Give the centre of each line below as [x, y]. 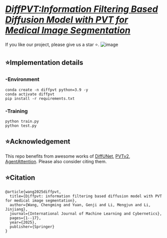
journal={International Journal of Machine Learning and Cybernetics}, [86, 214]
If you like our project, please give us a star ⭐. [52, 44]
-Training [16, 111]
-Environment [22, 79]
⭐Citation [20, 178]
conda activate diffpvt [30, 94]
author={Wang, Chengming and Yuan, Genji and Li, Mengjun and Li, [80, 205]
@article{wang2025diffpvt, [33, 192]
